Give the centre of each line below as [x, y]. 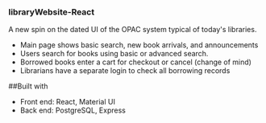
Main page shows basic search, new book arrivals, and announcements [139, 45]
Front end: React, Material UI [67, 102]
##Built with [28, 86]
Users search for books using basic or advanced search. [114, 54]
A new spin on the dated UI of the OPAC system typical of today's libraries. [133, 30]
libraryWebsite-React [52, 12]
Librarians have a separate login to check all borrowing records [125, 71]
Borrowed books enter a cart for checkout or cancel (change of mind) [136, 62]
